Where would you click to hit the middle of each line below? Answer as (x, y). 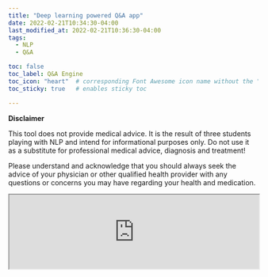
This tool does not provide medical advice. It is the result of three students (130, 133)
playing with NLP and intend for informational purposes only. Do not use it (129, 142)
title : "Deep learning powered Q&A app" (76, 15)
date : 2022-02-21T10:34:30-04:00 (63, 23)
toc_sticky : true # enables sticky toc (78, 89)
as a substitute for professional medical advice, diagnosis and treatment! (127, 150)
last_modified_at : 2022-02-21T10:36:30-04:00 (84, 30)
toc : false (26, 67)
